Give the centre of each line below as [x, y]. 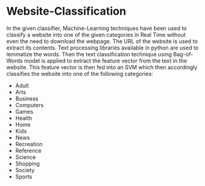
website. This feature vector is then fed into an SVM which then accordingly [102, 67]
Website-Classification [66, 11]
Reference [28, 151]
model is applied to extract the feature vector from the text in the [106, 61]
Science [25, 157]
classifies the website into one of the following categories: [80, 73]
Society [25, 170]
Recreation [29, 144]
